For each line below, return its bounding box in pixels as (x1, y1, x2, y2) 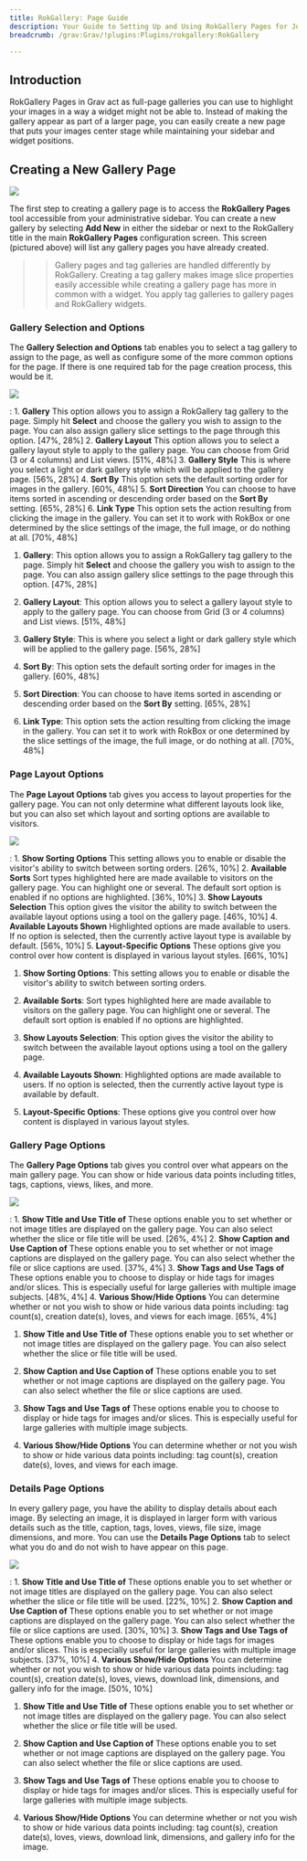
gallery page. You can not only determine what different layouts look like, (9, 798, 285, 809)
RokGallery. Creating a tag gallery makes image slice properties (54, 270, 294, 280)
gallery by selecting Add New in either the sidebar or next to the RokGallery (9, 223, 294, 233)
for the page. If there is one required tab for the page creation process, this (9, 362, 292, 373)
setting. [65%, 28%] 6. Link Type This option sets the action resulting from (9, 503, 292, 514)
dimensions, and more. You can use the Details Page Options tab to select (9, 1532, 291, 1543)
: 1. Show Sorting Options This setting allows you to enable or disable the (9, 852, 287, 863)
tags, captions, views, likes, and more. (9, 1179, 153, 1190)
